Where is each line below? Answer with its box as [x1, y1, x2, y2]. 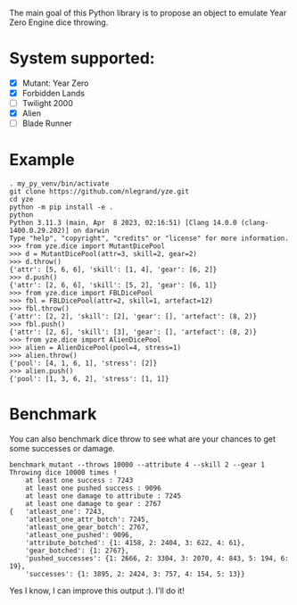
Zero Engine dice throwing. [9, 17, 109, 28]
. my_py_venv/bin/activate [9, 179, 110, 188]
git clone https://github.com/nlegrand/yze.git [9, 187, 190, 196]
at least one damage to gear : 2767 [25, 500, 162, 509]
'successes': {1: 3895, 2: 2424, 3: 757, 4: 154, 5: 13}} [25, 570, 245, 579]
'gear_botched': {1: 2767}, [25, 546, 129, 556]
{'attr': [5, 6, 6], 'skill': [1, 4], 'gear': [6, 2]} [9, 265, 218, 275]
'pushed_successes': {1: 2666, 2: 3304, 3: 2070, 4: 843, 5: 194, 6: [25, 554, 290, 563]
